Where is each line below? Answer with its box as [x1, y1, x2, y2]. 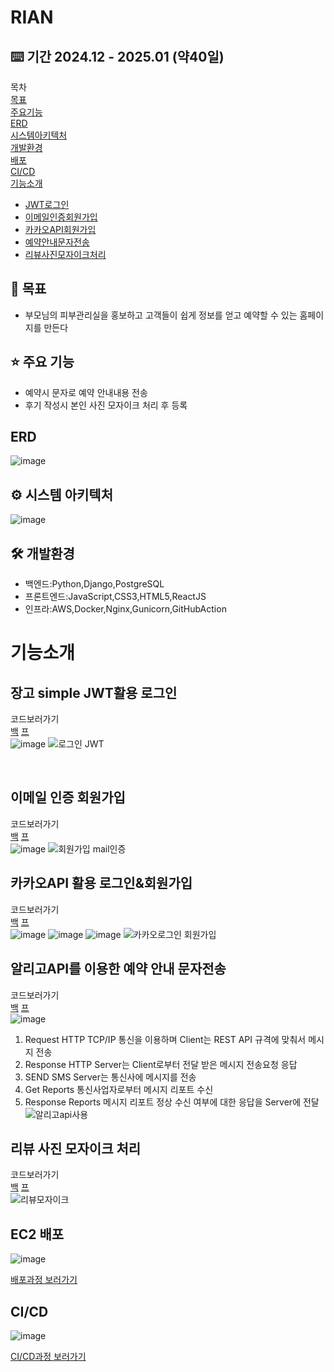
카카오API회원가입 [24, 224, 97, 235]
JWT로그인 [24, 199, 70, 210]
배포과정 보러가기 [10, 1274, 78, 1286]
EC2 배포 [10, 1226, 65, 1243]
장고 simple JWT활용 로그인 [10, 684, 178, 701]
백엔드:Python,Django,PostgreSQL [24, 578, 165, 590]
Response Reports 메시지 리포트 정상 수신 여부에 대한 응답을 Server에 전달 [24, 1096, 320, 1108]
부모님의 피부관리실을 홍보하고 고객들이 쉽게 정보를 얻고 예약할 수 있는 [24, 309, 298, 321]
